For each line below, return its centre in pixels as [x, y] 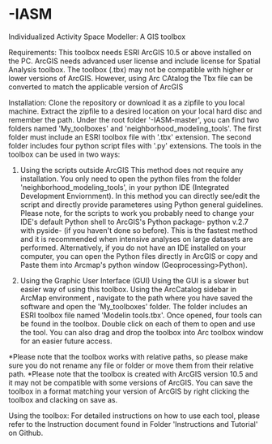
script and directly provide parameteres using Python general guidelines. [142, 205]
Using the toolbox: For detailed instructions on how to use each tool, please [134, 416]
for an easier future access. [66, 341]
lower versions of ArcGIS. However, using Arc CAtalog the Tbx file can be [131, 78]
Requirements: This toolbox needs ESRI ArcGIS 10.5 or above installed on [130, 52]
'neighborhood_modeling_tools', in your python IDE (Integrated [124, 187]
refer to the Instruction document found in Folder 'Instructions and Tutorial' [133, 424]
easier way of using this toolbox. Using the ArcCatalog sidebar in [128, 289]
